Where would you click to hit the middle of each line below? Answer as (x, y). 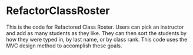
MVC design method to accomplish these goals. (64, 46)
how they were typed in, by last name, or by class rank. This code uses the (97, 39)
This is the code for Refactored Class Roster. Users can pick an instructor (95, 27)
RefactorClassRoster (58, 11)
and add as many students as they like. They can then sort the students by (96, 33)
